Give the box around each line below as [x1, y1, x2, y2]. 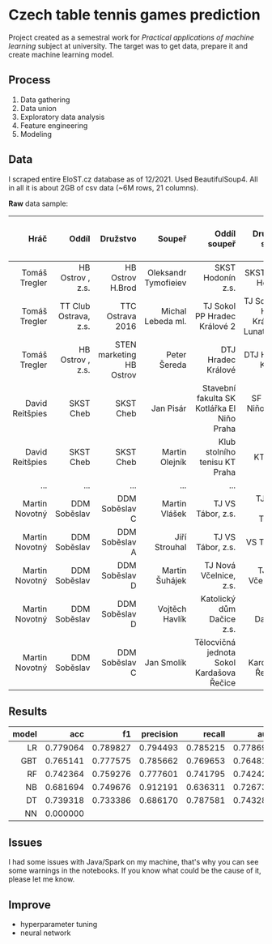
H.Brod [109, 282, 137, 293]
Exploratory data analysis [19, 112, 105, 122]
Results [8, 704, 48, 718]
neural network [19, 928, 71, 938]
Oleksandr [147, 267, 187, 278]
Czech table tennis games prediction [8, 6, 261, 24]
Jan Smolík [144, 656, 187, 668]
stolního [205, 446, 236, 457]
